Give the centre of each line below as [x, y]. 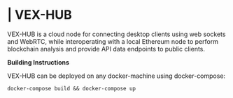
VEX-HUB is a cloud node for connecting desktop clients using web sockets [116, 34]
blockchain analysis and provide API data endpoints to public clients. [106, 49]
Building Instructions [38, 62]
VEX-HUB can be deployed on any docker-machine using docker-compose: [116, 76]
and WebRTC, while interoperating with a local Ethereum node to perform [113, 41]
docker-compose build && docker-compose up [72, 88]
